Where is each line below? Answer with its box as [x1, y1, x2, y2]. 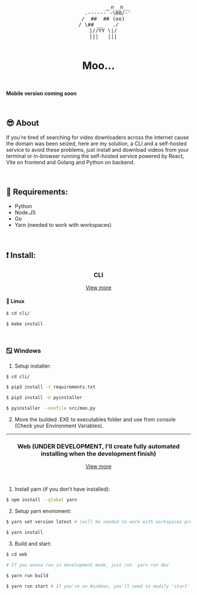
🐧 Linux [6, 297, 25, 304]
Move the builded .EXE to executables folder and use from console [14, 416, 176, 423]
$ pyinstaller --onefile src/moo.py [6, 406, 96, 412]
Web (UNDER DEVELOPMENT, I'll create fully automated [17, 442, 180, 450]
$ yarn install [6, 529, 43, 536]
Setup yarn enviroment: [14, 508, 72, 515]
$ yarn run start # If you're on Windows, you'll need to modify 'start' [6, 583, 191, 589]
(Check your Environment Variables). [14, 422, 104, 429]
